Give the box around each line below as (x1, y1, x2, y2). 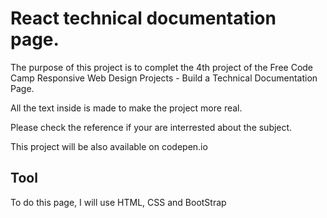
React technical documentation (10, 7, 277, 30)
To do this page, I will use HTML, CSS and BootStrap (10, 196, 227, 208)
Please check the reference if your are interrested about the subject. (10, 121, 293, 133)
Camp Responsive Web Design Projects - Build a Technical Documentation (10, 72, 318, 84)
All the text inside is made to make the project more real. (10, 102, 243, 114)
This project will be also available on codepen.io (10, 140, 208, 152)
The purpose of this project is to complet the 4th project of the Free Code (10, 61, 314, 73)
